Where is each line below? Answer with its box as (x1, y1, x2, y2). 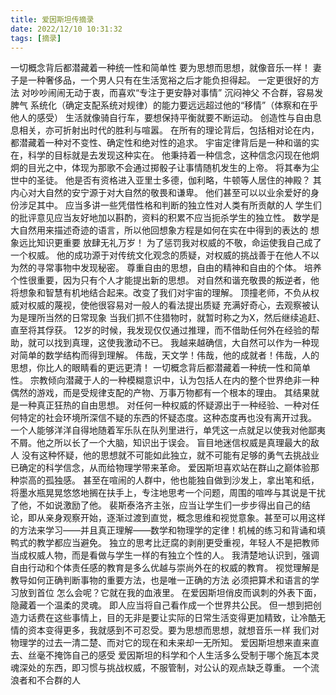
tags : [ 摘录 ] (10, 33, 62, 43)
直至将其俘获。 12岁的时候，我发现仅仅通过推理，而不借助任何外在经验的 (10, 324, 312, 336)
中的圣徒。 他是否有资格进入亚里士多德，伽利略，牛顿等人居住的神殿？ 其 (18, 174, 322, 186)
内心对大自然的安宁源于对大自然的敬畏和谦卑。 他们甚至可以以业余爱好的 (10, 187, 311, 199)
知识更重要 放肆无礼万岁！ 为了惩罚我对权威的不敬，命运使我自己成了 (36, 237, 322, 249)
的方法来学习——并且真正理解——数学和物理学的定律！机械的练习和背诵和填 (10, 524, 326, 536)
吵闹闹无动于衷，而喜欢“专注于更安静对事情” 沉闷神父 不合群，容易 (38, 87, 315, 99)
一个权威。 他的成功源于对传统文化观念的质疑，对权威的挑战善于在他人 (10, 249, 302, 261)
